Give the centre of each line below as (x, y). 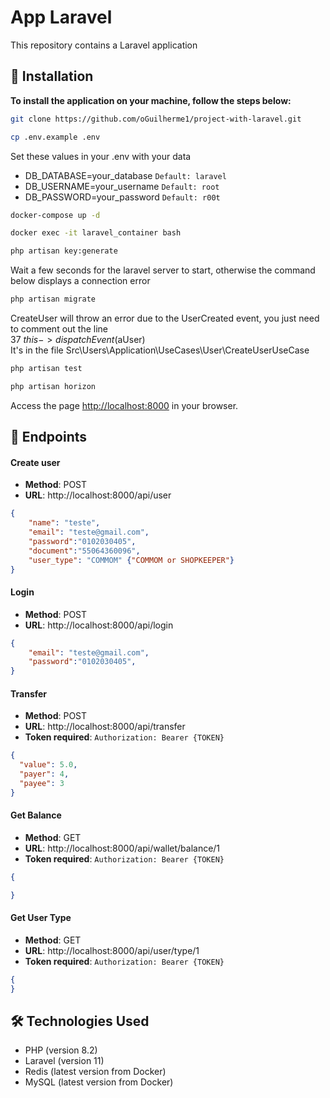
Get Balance (36, 815)
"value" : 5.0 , (48, 765)
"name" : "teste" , (64, 523)
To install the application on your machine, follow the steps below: (151, 100)
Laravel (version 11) (64, 1061)
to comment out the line (59, 329)
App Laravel (61, 17)
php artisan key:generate (64, 251)
